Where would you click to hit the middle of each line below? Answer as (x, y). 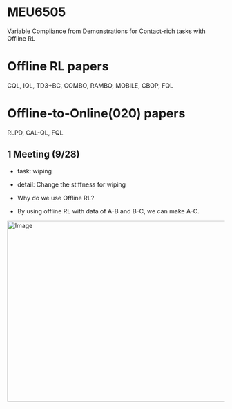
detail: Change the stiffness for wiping (71, 184)
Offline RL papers (58, 67)
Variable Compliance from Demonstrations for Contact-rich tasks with (106, 31)
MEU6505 (37, 12)
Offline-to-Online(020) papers (96, 114)
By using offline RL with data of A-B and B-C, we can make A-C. (108, 211)
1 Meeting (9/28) (43, 154)
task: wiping (35, 171)
